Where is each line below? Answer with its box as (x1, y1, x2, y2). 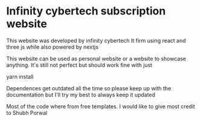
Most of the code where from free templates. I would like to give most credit (6, 102, 195, 110)
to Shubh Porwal (6, 109, 48, 116)
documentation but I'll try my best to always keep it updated (6, 91, 156, 98)
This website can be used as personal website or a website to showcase (6, 55, 187, 62)
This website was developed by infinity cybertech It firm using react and (6, 37, 186, 44)
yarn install (6, 73, 34, 80)
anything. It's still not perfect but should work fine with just (6, 61, 153, 69)
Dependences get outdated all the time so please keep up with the (6, 84, 171, 92)
